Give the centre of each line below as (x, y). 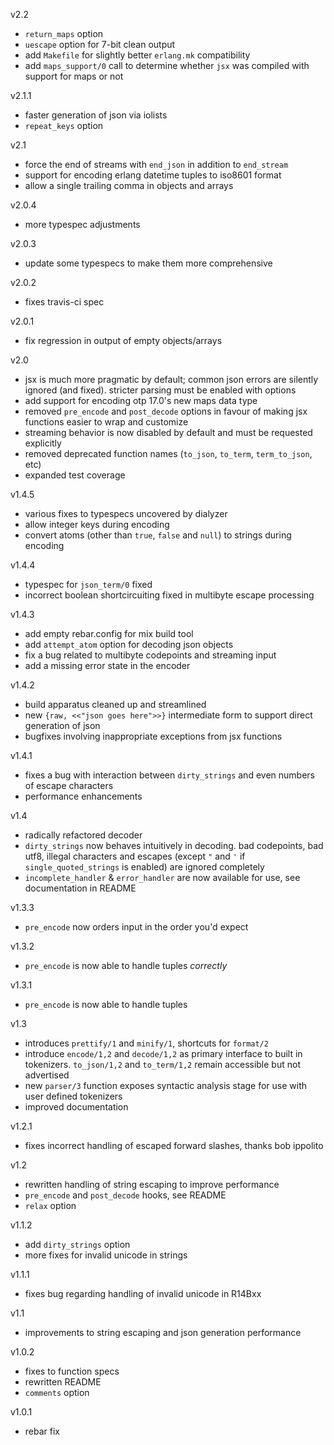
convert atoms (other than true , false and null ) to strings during (158, 535)
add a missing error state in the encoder (107, 665)
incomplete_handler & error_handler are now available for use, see (162, 877)
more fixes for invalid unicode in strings (106, 1255)
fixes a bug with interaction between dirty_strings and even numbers (169, 775)
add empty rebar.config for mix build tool (109, 633)
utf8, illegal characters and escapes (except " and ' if (135, 856)
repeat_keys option (64, 125)
